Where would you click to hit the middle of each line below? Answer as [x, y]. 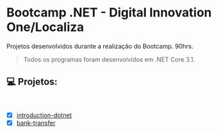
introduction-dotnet [44, 115]
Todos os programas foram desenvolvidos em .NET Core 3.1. [109, 59]
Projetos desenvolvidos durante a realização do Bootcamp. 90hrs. [100, 46]
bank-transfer [36, 123]
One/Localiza [45, 27]
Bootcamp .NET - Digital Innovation [109, 13]
